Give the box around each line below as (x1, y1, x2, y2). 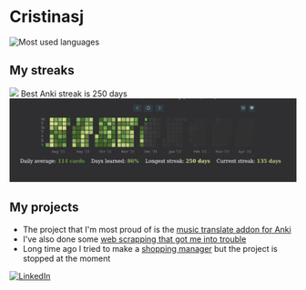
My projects (9, 200, 79, 215)
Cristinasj (9, 6, 85, 27)
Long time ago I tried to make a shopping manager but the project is (22, 243, 278, 254)
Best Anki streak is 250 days (20, 88, 127, 99)
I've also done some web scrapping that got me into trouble (22, 234, 247, 245)
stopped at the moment (22, 253, 111, 264)
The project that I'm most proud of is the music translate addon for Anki (22, 224, 291, 235)
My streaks (9, 63, 75, 78)
